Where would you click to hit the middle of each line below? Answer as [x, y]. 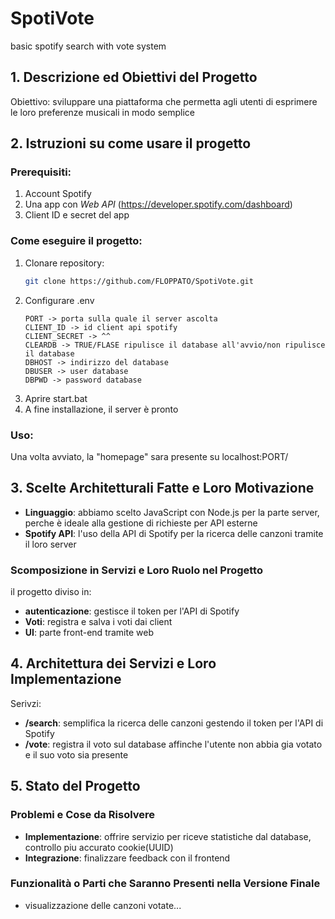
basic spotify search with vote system [88, 46]
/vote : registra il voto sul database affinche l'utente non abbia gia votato [173, 744]
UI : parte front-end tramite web [89, 633]
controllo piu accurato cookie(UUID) [99, 847]
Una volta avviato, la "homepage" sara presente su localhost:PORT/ [149, 456]
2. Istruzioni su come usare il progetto [131, 143]
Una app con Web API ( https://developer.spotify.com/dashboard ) [158, 204]
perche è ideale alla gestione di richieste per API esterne [141, 523]
